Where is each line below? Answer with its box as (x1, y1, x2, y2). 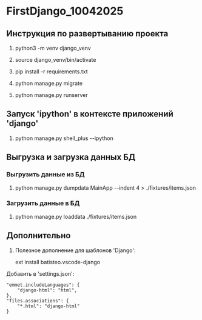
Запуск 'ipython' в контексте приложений (6, 109, 174, 119)
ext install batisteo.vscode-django (15, 258, 101, 265)
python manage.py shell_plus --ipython (15, 135, 113, 142)
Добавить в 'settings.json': (6, 270, 75, 277)
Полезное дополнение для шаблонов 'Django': (15, 247, 136, 254)
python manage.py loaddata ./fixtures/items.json (15, 213, 137, 220)
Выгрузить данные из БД (6, 170, 85, 179)
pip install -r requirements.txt (15, 68, 88, 75)
